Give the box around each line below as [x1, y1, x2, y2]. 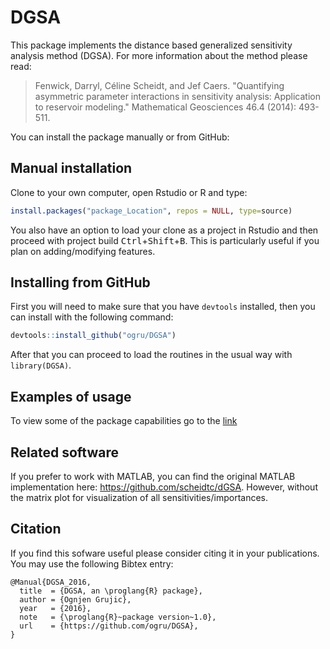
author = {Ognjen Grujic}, [19, 594, 132, 605]
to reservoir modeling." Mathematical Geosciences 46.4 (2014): [34, 101, 297, 113]
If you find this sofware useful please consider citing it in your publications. [10, 547, 320, 559]
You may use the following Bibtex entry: [10, 557, 174, 570]
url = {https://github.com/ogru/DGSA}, [19, 621, 199, 631]
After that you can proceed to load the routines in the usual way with [10, 349, 293, 361]
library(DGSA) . [10, 359, 72, 371]
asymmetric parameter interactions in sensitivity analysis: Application [34, 90, 321, 102]
